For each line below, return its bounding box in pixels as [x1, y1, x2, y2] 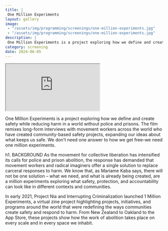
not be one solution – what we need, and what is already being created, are [5, 173, 160, 179]
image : [5, 21, 19, 26]
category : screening [5, 44, 48, 49]
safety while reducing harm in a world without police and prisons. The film [5, 120, 158, 126]
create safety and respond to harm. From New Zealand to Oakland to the [5, 209, 155, 215]
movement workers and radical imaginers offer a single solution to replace [5, 162, 158, 168]
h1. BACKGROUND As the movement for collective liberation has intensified [5, 151, 160, 157]
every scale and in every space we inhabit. [5, 219, 93, 225]
